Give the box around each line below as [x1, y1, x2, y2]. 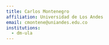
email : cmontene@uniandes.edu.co [6, 19, 88, 25]
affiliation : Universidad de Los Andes [6, 14, 104, 20]
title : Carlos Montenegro [6, 8, 69, 15]
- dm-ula [11, 30, 33, 36]
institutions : [6, 25, 41, 31]
